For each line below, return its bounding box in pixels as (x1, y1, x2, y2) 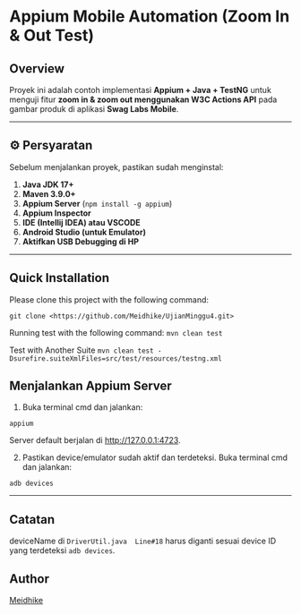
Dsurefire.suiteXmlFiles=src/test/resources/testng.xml (9, 354, 222, 363)
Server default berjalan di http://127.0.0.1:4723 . (9, 435, 181, 446)
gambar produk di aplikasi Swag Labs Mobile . (9, 104, 179, 114)
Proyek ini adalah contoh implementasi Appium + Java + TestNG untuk (9, 85, 271, 95)
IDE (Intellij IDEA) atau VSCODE (21, 217, 141, 227)
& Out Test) (9, 25, 95, 46)
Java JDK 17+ (21, 179, 74, 190)
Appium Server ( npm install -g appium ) (21, 198, 173, 209)
